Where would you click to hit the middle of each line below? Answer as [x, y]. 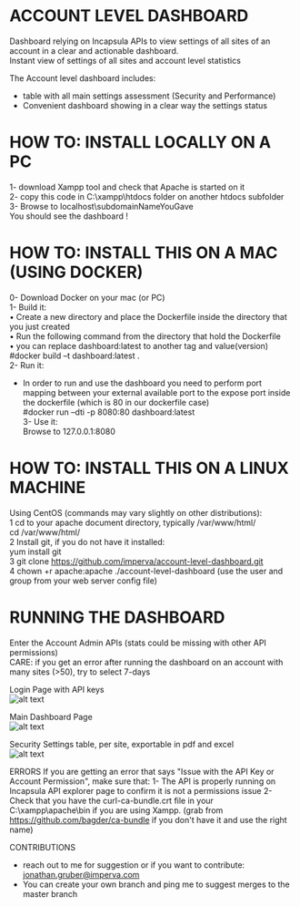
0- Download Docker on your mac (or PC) [87, 297]
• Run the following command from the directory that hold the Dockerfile [145, 336]
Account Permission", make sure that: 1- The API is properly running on [143, 781]
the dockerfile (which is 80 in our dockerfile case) [116, 402]
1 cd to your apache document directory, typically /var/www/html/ [133, 522]
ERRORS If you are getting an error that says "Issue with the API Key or [142, 771]
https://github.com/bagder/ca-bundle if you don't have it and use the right [149, 819]
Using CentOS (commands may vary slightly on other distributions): [136, 512]
